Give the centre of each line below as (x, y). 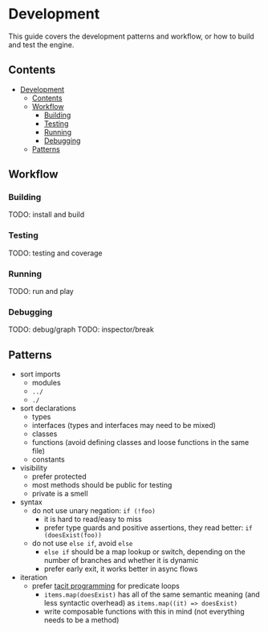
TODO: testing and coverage (55, 253)
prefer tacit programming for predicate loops (106, 586)
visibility (34, 468)
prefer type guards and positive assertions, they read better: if (148, 528)
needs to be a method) (81, 620)
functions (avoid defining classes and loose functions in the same (140, 442)
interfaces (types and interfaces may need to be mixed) (124, 426)
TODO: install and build (47, 214)
